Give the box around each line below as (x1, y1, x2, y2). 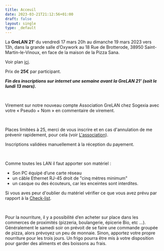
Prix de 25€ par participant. (5, 68, 61, 74)
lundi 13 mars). (5, 83, 36, 89)
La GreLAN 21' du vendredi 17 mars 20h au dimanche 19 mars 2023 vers (5, 39, 152, 45)
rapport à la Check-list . (5, 195, 52, 201)
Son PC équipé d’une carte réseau (12, 170, 82, 176)
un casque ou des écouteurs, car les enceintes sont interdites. (12, 181, 138, 187)
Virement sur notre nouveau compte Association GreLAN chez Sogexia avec (5, 102, 160, 108)
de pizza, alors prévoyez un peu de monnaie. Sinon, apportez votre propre (5, 230, 156, 236)
